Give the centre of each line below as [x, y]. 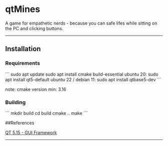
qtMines [23, 9]
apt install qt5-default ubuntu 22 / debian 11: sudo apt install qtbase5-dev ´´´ [83, 79]
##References [20, 123]
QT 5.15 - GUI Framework [31, 132]
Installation [23, 49]
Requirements [23, 63]
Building [15, 102]
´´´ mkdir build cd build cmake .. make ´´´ [46, 113]
